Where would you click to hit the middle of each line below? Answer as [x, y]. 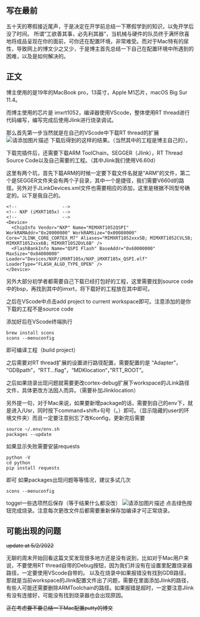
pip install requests [33, 468]
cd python [18, 463]
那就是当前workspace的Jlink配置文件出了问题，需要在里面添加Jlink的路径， [99, 581]
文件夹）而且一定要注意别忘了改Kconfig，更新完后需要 [78, 418]
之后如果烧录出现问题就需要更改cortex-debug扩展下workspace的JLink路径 [98, 383]
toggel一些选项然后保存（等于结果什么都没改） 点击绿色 [97, 503]
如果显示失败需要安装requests [43, 446]
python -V [18, 458]
